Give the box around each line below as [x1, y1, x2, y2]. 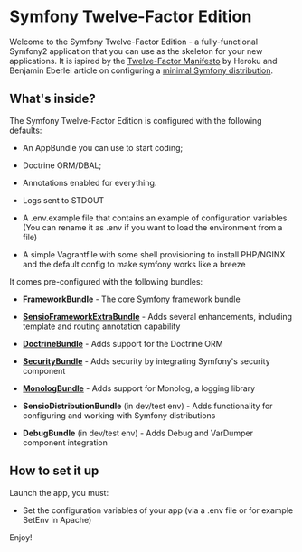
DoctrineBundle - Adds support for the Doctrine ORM [22, 338, 223, 349]
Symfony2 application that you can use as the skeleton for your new [9, 45, 263, 56]
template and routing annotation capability [22, 321, 181, 332]
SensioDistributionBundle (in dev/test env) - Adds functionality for [22, 400, 273, 411]
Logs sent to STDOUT [22, 194, 105, 205]
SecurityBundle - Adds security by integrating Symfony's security [22, 355, 271, 367]
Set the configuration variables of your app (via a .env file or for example [22, 504, 294, 516]
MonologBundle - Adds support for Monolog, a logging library [22, 382, 256, 394]
